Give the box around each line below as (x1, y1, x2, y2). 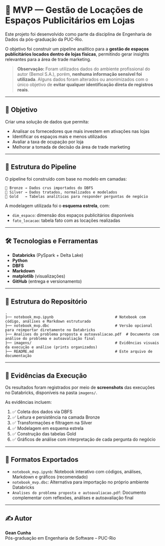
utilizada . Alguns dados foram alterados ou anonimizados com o (17, 76, 148, 82)
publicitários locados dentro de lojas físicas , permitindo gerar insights (5, 51, 149, 57)
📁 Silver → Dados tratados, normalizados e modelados (5, 189, 118, 195)
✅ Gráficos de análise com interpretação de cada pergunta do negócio (12, 436, 156, 442)
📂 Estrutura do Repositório (5, 297, 87, 305)
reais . (17, 87, 29, 92)
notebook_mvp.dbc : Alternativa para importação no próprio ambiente (12, 479, 149, 485)
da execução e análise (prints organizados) (5, 345, 98, 350)
